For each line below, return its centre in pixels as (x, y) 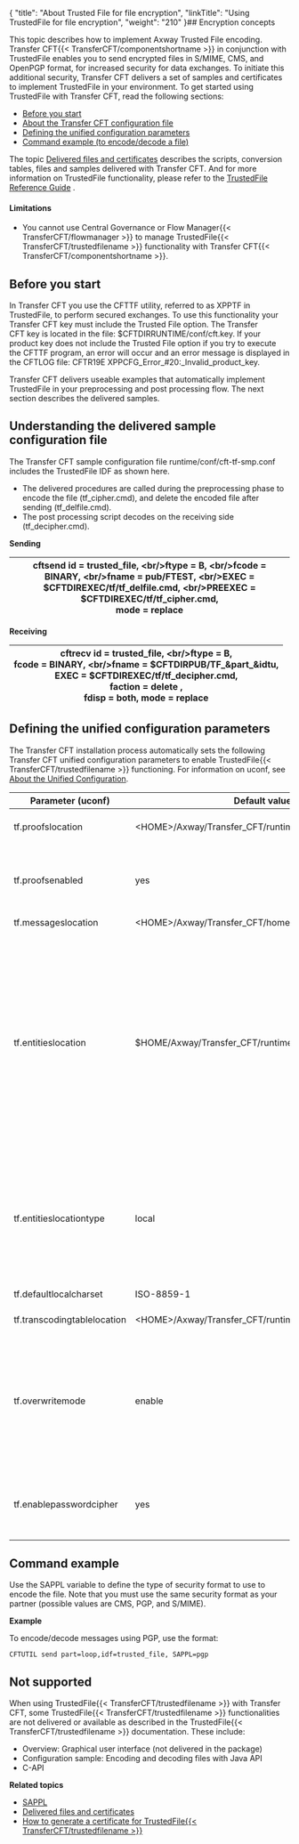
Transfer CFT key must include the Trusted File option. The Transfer (133, 325)
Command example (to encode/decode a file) (105, 142)
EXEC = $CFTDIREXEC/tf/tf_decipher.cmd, (146, 675)
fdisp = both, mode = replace (146, 698)
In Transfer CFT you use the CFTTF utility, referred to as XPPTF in (130, 305)
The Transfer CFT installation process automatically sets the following (137, 750)
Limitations (30, 207)
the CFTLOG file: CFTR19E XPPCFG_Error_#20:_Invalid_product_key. (135, 362)
